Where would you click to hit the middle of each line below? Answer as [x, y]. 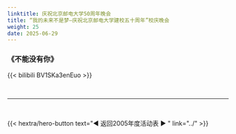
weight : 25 [23, 27]
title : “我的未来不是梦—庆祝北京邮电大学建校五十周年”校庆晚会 [88, 20]
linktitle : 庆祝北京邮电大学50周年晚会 [59, 14]
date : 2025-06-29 [33, 33]
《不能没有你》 [33, 59]
